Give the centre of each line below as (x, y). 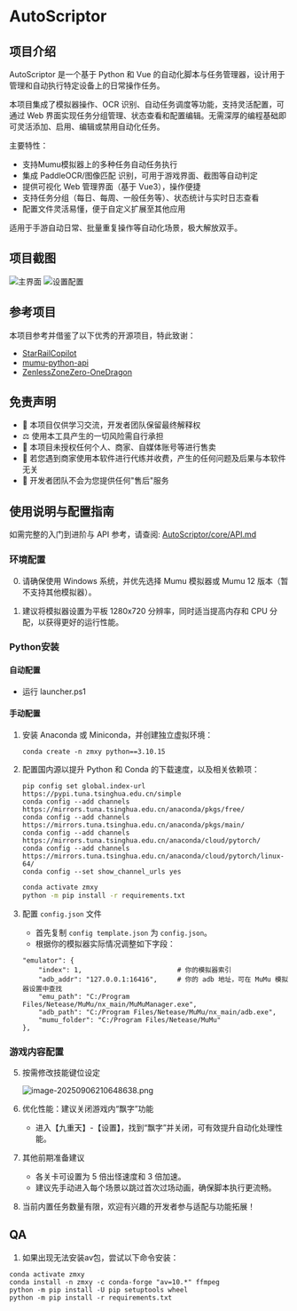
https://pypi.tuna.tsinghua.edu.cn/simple (102, 794)
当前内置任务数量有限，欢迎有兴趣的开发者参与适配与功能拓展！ (138, 1206)
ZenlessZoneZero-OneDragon (77, 372)
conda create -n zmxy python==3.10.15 (94, 751)
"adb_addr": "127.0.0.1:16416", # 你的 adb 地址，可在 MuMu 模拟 (164, 979)
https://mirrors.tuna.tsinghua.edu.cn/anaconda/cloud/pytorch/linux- (153, 856)
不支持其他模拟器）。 (59, 592)
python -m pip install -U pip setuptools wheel (99, 1290)
